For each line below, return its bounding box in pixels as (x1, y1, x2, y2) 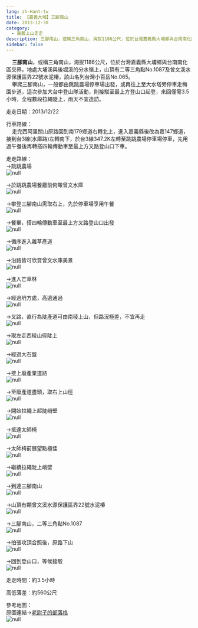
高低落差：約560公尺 (6, 588, 57, 596)
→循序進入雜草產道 (6, 237, 53, 245)
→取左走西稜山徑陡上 (6, 332, 58, 339)
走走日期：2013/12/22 (6, 107, 60, 115)
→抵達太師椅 (6, 426, 37, 433)
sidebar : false (6, 42, 44, 48)
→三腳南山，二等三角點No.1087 (6, 520, 82, 527)
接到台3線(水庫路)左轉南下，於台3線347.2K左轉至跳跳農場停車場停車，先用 (6, 135, 189, 142)
